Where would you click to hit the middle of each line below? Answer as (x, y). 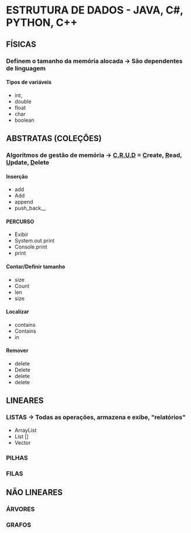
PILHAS (17, 457)
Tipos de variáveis (29, 82)
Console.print (31, 247)
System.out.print (34, 241)
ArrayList (25, 430)
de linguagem (26, 68)
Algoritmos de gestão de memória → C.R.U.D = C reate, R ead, (94, 155)
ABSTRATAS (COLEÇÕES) (54, 139)
